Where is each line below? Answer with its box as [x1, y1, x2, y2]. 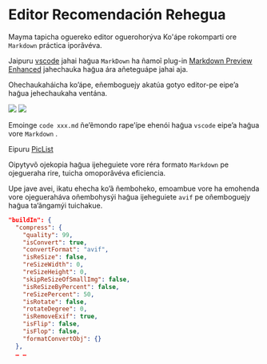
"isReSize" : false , [22, 253, 88, 261]
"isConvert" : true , [22, 238, 88, 247]
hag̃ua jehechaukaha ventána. [8, 88, 108, 97]
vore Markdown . [8, 129, 58, 138]
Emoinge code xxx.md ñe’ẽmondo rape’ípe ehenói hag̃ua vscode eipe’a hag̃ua [8, 120, 260, 129]
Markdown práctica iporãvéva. [8, 40, 102, 49]
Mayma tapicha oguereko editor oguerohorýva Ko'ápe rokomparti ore [8, 32, 237, 42]
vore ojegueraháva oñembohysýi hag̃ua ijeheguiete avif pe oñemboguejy [8, 192, 251, 201]
